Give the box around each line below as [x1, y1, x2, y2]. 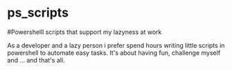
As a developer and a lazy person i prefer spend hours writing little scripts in [7, 41, 225, 49]
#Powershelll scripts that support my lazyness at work [7, 28, 162, 36]
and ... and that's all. [7, 55, 65, 64]
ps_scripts [7, 5, 69, 21]
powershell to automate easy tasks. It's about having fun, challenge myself [7, 49, 221, 57]
